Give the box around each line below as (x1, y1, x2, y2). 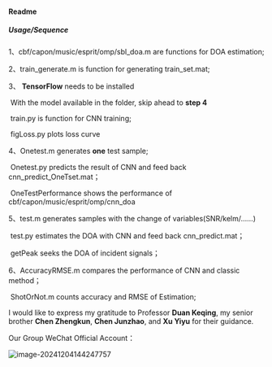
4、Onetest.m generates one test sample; (8, 146, 149, 155)
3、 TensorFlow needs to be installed (8, 81, 135, 91)
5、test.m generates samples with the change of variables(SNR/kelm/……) (8, 213, 257, 223)
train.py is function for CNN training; (10, 113, 132, 123)
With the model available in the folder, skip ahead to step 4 (10, 98, 208, 107)
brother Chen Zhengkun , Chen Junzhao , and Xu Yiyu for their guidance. (8, 316, 254, 325)
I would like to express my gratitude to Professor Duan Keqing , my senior (8, 308, 253, 317)
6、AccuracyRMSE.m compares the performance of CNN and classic (8, 265, 240, 275)
